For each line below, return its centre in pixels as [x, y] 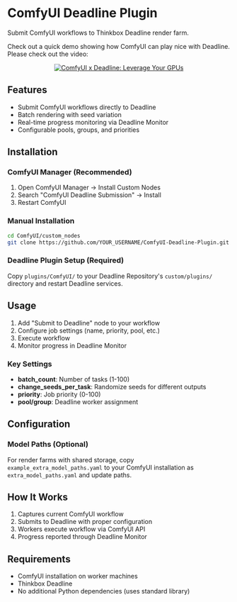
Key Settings [30, 364]
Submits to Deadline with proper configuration [85, 522]
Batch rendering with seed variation [70, 114]
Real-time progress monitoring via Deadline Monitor [93, 122]
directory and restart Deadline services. [65, 283]
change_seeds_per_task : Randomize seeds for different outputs [112, 386]
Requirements [39, 559]
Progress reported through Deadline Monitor [82, 537]
